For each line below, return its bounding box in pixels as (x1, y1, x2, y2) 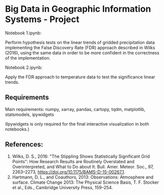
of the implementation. (5, 55, 51, 61)
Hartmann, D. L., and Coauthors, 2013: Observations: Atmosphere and (12, 174, 154, 180)
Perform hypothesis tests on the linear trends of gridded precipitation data (5, 39, 155, 45)
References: (5, 140, 43, 149)
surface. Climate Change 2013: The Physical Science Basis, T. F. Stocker (12, 179, 159, 185)
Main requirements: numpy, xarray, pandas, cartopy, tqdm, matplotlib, (5, 106, 146, 112)
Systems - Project (5, 14, 80, 25)
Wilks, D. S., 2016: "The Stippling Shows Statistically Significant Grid (12, 153, 150, 159)
